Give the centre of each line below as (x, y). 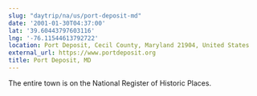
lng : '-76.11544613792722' (53, 38)
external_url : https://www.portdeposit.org (82, 53)
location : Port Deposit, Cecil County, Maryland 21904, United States (129, 46)
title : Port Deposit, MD (50, 61)
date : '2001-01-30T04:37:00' (57, 23)
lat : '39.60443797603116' (51, 30)
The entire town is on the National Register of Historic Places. (110, 83)
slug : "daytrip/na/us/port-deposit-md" (75, 16)
